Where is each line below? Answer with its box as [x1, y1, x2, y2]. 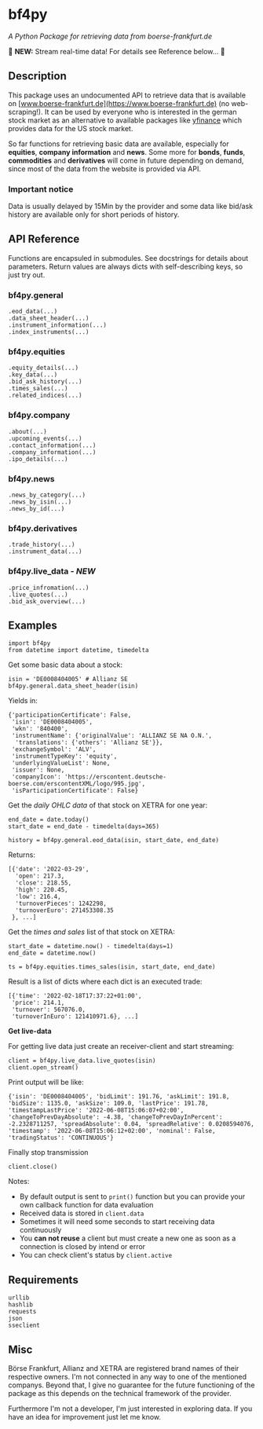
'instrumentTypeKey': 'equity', [11, 753, 118, 760]
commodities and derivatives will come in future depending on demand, [8, 156, 244, 165]
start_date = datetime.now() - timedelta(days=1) [8, 943, 174, 951]
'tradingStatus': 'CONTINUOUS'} [8, 1134, 114, 1142]
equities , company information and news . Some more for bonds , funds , [8, 147, 246, 156]
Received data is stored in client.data [19, 1208, 144, 1218]
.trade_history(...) [8, 540, 76, 549]
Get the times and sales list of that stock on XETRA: [8, 927, 175, 936]
